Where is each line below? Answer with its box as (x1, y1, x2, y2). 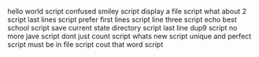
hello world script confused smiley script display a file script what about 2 (7, 7, 247, 16)
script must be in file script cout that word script (7, 40, 164, 49)
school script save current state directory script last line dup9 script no (7, 23, 238, 32)
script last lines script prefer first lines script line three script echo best (7, 15, 237, 24)
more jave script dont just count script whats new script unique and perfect (7, 31, 252, 41)
